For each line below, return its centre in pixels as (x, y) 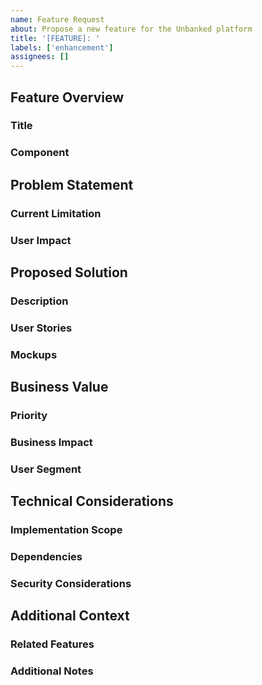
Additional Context (70, 616)
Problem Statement (72, 184)
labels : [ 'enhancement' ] (62, 47)
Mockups (34, 354)
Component (40, 153)
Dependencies (46, 557)
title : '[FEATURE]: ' (55, 38)
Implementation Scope (66, 530)
